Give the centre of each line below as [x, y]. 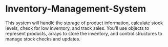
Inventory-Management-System [76, 9]
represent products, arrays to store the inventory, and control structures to [84, 33]
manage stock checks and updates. [43, 39]
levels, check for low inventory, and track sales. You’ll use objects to [77, 28]
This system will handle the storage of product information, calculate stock [84, 23]
